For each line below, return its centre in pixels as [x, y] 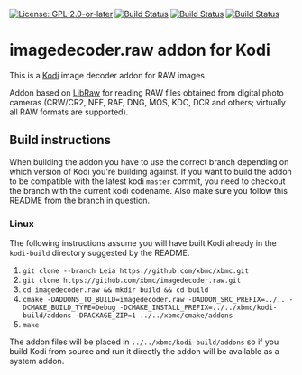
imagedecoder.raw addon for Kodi [140, 50]
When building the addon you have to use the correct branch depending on [149, 161]
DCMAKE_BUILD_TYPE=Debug [69, 308]
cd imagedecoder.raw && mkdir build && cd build [115, 290]
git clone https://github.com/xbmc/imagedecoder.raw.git [132, 281]
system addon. [37, 361]
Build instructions [60, 140]
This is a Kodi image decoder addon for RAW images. [108, 75]
